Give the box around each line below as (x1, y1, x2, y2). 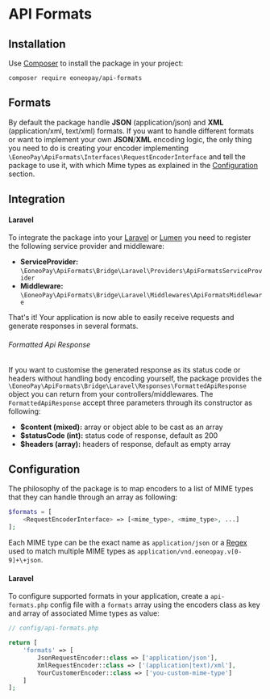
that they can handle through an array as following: (8, 492, 178, 502)
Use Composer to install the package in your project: (8, 58, 184, 68)
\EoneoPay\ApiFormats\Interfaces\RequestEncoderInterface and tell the (8, 151, 246, 162)
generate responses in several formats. (8, 321, 139, 331)
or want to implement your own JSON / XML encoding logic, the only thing (8, 134, 252, 144)
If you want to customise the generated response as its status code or (8, 364, 241, 374)
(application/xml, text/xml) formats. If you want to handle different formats (8, 126, 255, 136)
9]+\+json (8, 557, 42, 565)
